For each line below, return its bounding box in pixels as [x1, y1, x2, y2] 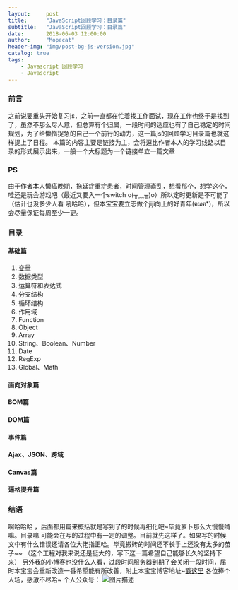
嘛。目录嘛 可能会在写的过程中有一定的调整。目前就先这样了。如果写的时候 [8, 531, 227, 539]
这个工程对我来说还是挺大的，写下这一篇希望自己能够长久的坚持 [30, 548, 216, 557]
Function [18, 316, 44, 324]
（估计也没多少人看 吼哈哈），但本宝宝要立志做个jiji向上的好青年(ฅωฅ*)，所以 [8, 199, 230, 208]
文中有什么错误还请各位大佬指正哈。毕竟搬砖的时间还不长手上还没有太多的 [8, 540, 225, 548]
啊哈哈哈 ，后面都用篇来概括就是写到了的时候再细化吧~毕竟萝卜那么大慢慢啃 [8, 522, 231, 531]
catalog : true [8, 50, 50, 57]
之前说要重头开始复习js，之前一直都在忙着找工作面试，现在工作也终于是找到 [8, 111, 230, 120]
